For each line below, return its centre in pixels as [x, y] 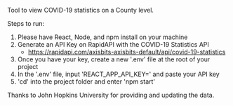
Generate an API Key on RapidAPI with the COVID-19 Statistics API [113, 44]
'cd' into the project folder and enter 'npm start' [86, 82]
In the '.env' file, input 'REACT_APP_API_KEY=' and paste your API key [118, 74]
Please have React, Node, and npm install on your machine [102, 37]
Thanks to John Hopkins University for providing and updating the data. [111, 95]
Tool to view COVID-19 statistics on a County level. [81, 10]
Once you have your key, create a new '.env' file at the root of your [114, 59]
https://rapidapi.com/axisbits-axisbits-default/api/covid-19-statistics [127, 52]
